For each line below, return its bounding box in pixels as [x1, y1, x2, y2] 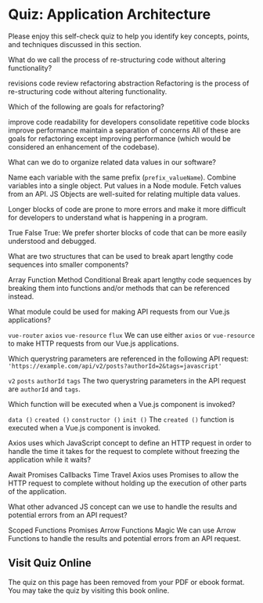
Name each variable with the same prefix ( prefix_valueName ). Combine [8, 173, 236, 182]
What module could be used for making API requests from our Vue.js [8, 307, 230, 316]
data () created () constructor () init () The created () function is [8, 414, 235, 424]
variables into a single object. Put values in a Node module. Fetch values [8, 180, 242, 190]
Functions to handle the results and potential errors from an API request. [8, 533, 241, 543]
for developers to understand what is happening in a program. [8, 213, 208, 222]
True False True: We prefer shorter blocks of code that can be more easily [8, 227, 247, 237]
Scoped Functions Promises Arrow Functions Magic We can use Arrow [8, 525, 236, 535]
